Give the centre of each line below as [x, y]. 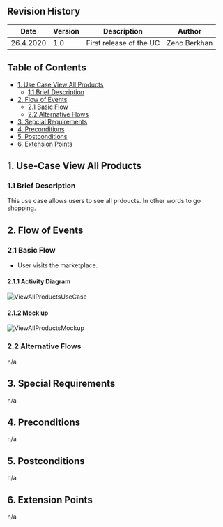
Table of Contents [47, 68]
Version [67, 31]
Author [190, 31]
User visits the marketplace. [57, 265]
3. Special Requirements [61, 384]
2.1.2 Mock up [28, 313]
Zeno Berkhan [190, 43]
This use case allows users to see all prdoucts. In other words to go [104, 201]
